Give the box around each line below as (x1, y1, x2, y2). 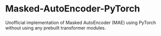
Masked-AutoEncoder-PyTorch (5, 3, 140, 14)
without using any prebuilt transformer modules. (5, 24, 106, 30)
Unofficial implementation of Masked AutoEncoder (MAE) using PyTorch (5, 19, 156, 25)
